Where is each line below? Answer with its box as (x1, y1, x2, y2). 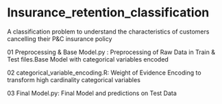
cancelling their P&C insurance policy (7, 34, 112, 42)
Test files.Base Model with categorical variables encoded (7, 55, 169, 63)
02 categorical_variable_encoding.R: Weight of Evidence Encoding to (7, 68, 201, 77)
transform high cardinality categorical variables (7, 75, 140, 83)
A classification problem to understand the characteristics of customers (7, 27, 210, 36)
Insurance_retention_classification (7, 5, 210, 21)
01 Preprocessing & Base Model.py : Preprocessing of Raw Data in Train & (7, 48, 216, 56)
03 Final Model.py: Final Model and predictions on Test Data (7, 89, 177, 97)
